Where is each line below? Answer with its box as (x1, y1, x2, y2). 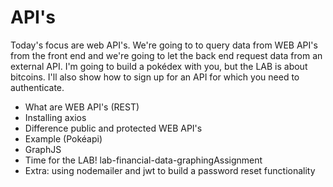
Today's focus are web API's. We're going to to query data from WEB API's (10, 39, 318, 51)
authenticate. (10, 81, 65, 93)
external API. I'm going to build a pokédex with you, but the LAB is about (10, 60, 308, 72)
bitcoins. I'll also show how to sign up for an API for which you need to (10, 71, 300, 83)
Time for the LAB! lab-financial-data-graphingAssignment (24, 154, 263, 166)
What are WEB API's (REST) (24, 101, 140, 113)
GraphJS (24, 143, 62, 155)
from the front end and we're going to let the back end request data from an (10, 49, 323, 61)
